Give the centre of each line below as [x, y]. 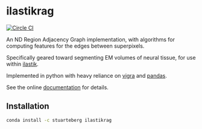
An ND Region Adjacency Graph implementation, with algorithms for [90, 39]
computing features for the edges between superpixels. [75, 46]
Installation [28, 106]
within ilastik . [23, 64]
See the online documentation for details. [57, 87]
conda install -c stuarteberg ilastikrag [59, 120]
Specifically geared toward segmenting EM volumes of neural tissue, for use [101, 57]
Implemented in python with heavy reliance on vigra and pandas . [87, 75]
